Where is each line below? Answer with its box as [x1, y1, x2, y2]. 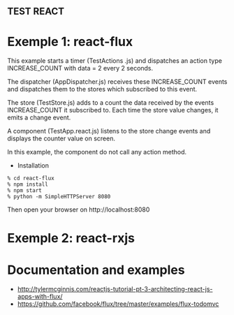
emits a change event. [7, 113, 71, 122]
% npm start [7, 187, 42, 194]
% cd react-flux [7, 175, 54, 182]
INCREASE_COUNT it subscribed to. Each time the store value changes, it [7, 106, 219, 115]
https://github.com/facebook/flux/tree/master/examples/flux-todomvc [17, 300, 219, 308]
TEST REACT [7, 6, 65, 17]
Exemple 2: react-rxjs [7, 230, 135, 246]
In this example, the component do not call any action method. [7, 148, 187, 156]
